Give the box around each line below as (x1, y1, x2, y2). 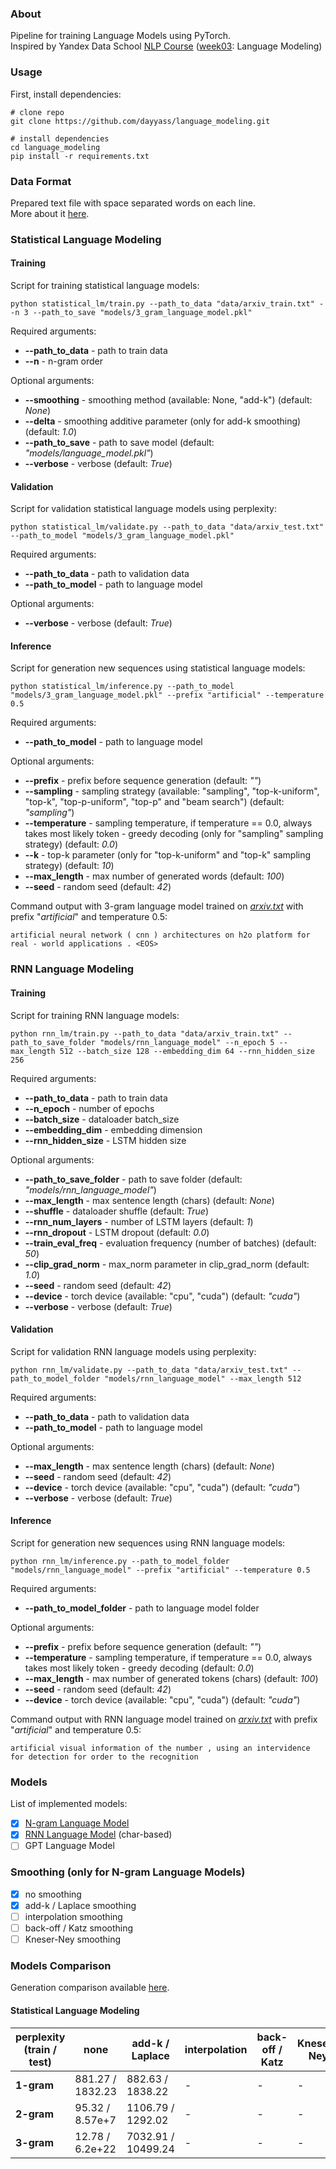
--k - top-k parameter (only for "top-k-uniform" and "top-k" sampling (24, 849, 312, 861)
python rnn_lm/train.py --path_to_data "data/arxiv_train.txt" (10, 1028, 280, 1039)
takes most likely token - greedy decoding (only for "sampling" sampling (24, 828, 324, 840)
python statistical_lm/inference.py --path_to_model (10, 682, 235, 692)
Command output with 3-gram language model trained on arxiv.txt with (10, 900, 304, 912)
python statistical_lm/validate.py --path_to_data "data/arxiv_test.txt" (10, 522, 325, 532)
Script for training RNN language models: (10, 1009, 180, 1021)
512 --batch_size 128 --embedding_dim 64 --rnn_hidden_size (59, 1046, 315, 1056)
